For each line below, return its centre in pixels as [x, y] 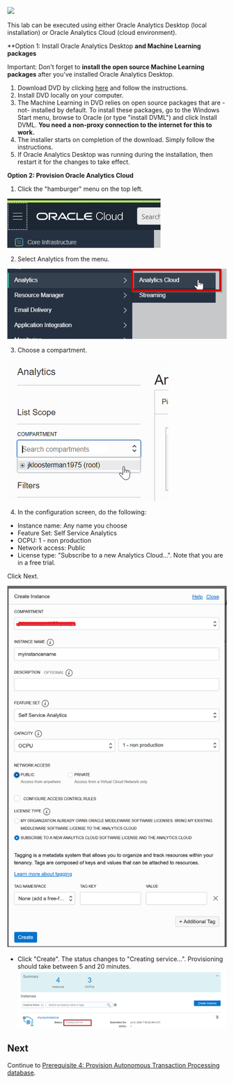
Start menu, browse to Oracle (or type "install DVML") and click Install [117, 117]
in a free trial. [36, 562]
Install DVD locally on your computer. [70, 95]
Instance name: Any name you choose [72, 525]
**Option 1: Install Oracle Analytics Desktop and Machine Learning [104, 46]
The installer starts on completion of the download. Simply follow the [116, 140]
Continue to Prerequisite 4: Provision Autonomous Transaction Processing [114, 1065]
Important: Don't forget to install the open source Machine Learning [106, 67]
